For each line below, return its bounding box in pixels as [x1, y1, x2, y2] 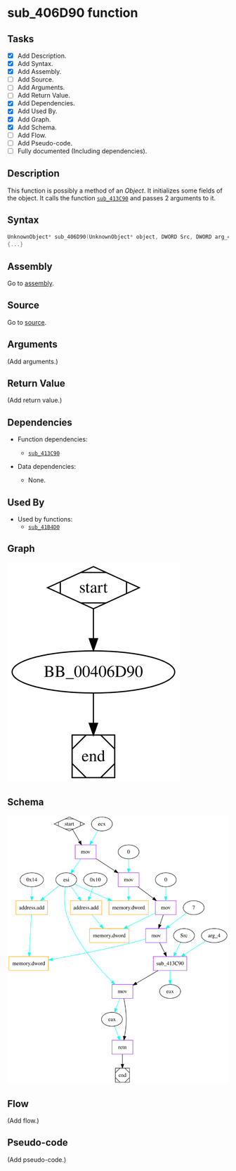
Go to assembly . [7, 279, 54, 287]
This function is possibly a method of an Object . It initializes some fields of [7, 186, 223, 195]
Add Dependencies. [17, 99, 75, 108]
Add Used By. [17, 107, 58, 115]
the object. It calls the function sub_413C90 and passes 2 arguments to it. [7, 193, 216, 202]
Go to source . [7, 318, 47, 326]
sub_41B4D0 [27, 524, 60, 531]
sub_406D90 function [7, 5, 138, 21]
